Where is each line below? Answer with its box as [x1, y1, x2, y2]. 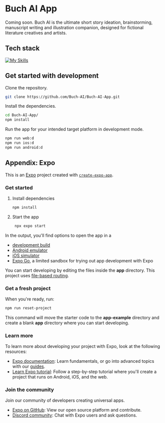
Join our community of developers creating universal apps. [5, 397, 125, 403]
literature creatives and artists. [5, 30, 67, 36]
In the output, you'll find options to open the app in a [5, 232, 112, 238]
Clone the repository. [5, 85, 48, 90]
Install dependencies [12, 195, 55, 201]
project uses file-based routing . [5, 272, 69, 278]
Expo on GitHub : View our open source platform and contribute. [12, 407, 142, 413]
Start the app [12, 213, 39, 220]
